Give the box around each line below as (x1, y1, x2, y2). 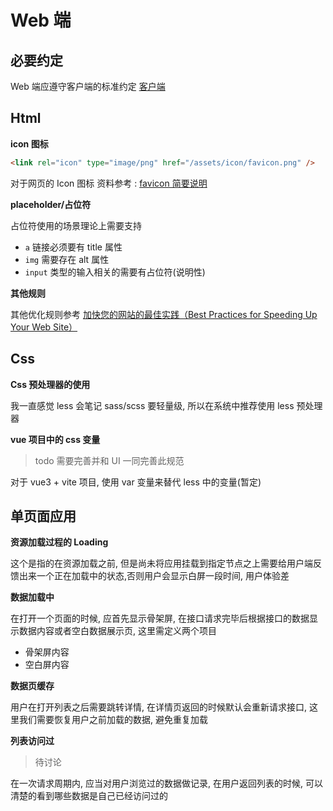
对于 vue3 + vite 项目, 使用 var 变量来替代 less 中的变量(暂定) (10, 476, 262, 488)
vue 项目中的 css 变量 (10, 433, 101, 445)
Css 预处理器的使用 (10, 378, 91, 390)
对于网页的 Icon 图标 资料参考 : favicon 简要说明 (10, 177, 208, 189)
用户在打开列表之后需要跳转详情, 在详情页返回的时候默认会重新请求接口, (10, 701, 308, 713)
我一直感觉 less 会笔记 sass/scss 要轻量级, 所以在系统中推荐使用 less (10, 399, 295, 411)
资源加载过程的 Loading (10, 536, 109, 548)
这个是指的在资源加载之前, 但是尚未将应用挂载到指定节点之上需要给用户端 (10, 557, 313, 570)
